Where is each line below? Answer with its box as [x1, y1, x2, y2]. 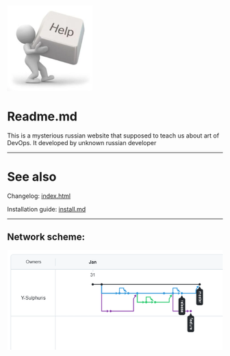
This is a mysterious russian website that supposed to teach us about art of [7, 131, 220, 140]
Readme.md [7, 109, 77, 125]
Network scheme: [7, 231, 86, 243]
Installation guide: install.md [7, 205, 86, 213]
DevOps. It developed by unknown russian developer [7, 138, 157, 147]
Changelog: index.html [7, 192, 71, 200]
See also [7, 169, 57, 185]
